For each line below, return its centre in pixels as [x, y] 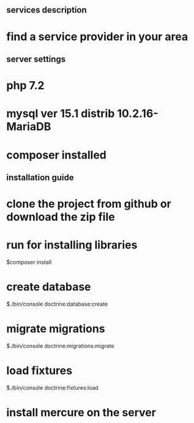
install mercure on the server [81, 413]
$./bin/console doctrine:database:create [57, 304]
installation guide [40, 177]
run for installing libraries [72, 245]
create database [49, 287]
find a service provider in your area [97, 37]
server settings [36, 59]
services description [47, 10]
